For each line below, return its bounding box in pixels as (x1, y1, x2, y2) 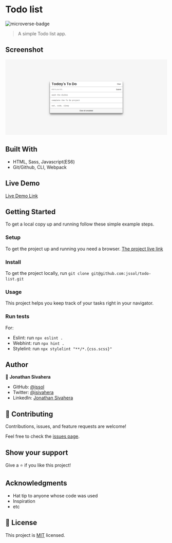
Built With (5, 145, 37, 154)
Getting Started (5, 208, 56, 216)
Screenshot (5, 45, 44, 54)
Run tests (5, 313, 30, 320)
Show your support (5, 448, 68, 457)
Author (5, 361, 28, 369)
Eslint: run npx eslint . (12, 334, 63, 341)
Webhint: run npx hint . (12, 340, 65, 346)
